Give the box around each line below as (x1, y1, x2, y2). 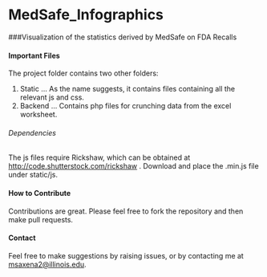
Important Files (8, 51, 60, 60)
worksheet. (19, 110, 58, 120)
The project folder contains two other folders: (8, 68, 159, 78)
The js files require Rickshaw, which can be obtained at (8, 153, 191, 162)
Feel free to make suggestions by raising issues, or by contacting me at (8, 251, 245, 260)
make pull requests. (8, 214, 74, 224)
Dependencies (8, 128, 56, 137)
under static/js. (8, 170, 59, 180)
